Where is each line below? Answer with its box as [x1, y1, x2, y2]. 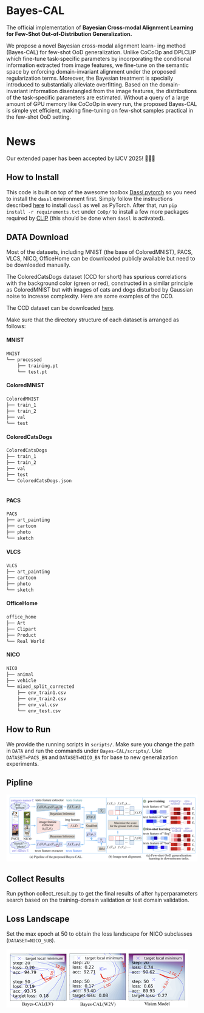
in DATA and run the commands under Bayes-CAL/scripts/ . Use [6, 747, 162, 754]
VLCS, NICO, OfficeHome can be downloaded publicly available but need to [6, 254, 195, 262]
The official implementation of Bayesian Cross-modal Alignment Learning [6, 24, 194, 31]
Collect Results [6, 874, 65, 884]
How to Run [6, 724, 51, 735]
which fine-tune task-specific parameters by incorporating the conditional [6, 55, 191, 62]
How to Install [6, 172, 59, 183]
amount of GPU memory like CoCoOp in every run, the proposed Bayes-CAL [6, 100, 197, 107]
